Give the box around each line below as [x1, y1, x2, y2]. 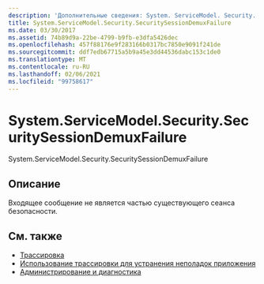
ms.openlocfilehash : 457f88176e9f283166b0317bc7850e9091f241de [8, 41, 221, 49]
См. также [8, 230, 63, 243]
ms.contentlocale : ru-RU [8, 63, 90, 71]
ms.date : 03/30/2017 [8, 26, 77, 34]
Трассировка [19, 250, 65, 260]
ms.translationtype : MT [8, 56, 87, 64]
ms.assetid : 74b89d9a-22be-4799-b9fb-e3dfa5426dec [8, 33, 179, 42]
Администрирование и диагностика [19, 267, 141, 277]
